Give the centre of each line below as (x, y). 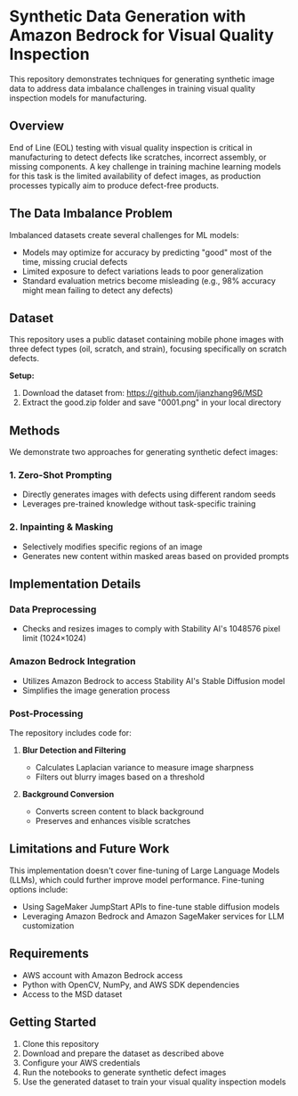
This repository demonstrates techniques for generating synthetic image (142, 78)
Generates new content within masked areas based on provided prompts (155, 556)
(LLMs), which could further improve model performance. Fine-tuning (137, 879)
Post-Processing (46, 713)
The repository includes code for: (70, 733)
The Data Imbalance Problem (91, 214)
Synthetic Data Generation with (128, 16)
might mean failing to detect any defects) (97, 290)
